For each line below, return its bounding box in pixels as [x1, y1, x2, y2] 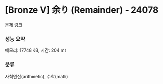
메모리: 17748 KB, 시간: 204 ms [5, 47, 67, 53]
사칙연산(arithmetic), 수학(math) [5, 73, 68, 79]
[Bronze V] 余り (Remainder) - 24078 [5, 4, 159, 16]
